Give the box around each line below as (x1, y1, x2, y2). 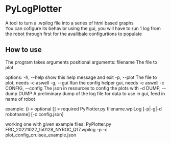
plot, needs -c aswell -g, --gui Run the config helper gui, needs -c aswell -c (5, 79, 165, 85)
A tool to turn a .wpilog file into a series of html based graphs (5, 20, 134, 26)
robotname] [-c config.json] (5, 111, 64, 117)
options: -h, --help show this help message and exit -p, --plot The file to (5, 74, 157, 80)
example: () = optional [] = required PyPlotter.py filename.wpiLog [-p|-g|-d (5, 105, 162, 112)
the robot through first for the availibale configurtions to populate (5, 31, 142, 37)
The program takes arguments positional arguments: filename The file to (5, 59, 157, 65)
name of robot (5, 96, 35, 102)
